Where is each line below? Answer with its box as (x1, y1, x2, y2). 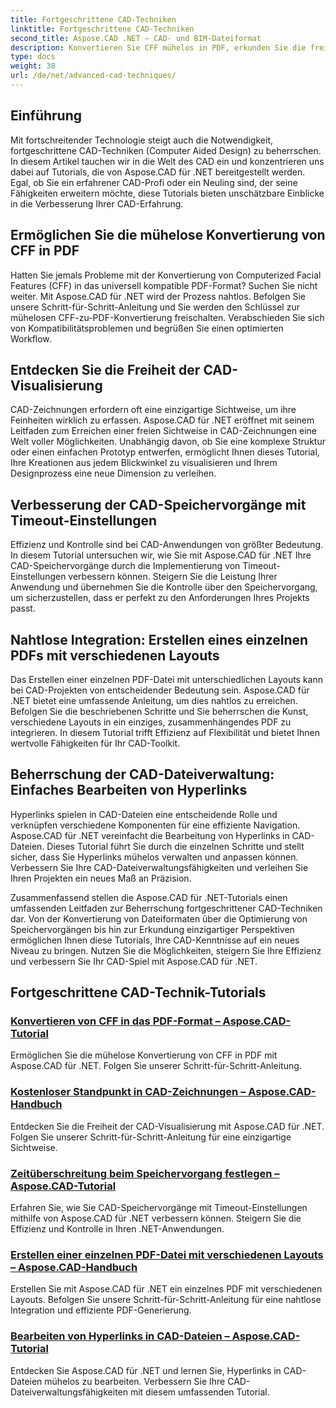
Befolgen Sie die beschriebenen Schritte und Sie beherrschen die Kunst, (10, 705, 309, 717)
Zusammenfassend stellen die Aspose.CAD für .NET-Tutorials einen (10, 891, 288, 903)
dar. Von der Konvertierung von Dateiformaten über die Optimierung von (10, 912, 308, 925)
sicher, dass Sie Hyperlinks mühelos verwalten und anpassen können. (10, 851, 299, 863)
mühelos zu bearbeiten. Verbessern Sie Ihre (44, 1375, 226, 1387)
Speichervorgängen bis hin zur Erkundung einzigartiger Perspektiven (10, 923, 295, 935)
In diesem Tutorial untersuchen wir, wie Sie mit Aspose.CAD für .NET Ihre (10, 549, 312, 561)
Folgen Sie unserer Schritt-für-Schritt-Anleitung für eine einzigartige (10, 1131, 292, 1143)
